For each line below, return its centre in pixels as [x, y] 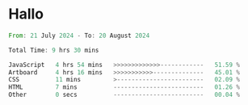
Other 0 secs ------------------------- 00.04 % [124, 95]
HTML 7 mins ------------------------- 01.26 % [124, 87]
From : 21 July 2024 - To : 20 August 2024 [79, 36]
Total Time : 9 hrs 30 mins [54, 50]
